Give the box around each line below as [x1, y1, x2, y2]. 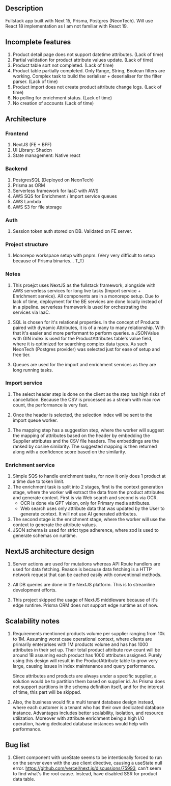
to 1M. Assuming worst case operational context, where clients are [12, 636, 152, 642]
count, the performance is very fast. [12, 402, 89, 408]
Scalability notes [5, 617, 60, 626]
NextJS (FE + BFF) [12, 142, 52, 148]
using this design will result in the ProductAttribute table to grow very [12, 657, 158, 664]
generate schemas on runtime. [12, 532, 77, 539]
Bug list [5, 741, 30, 749]
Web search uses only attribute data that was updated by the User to [20, 505, 165, 511]
